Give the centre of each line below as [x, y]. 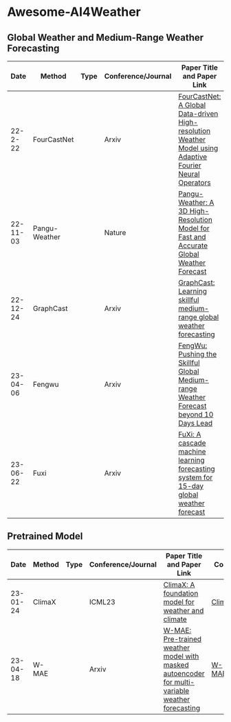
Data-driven [198, 113]
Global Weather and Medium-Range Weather [106, 38]
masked [176, 665]
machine [192, 451]
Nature [115, 233]
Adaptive [193, 157]
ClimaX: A [179, 585]
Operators [195, 182]
